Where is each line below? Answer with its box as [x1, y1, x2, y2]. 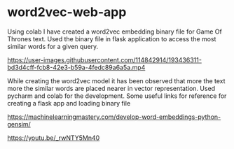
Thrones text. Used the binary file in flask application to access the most [7, 34, 216, 43]
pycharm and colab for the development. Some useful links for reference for [7, 92, 227, 100]
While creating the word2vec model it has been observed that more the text [7, 76, 226, 85]
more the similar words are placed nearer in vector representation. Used [7, 84, 216, 92]
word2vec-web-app [7, 4, 127, 20]
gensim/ [7, 120, 32, 128]
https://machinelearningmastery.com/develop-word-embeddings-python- [7, 113, 221, 121]
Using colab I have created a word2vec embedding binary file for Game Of [7, 27, 222, 36]
